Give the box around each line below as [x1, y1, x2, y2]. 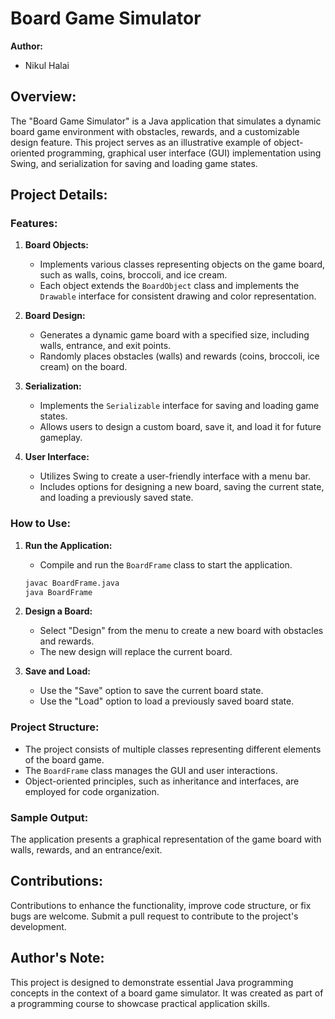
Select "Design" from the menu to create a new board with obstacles [39, 625, 324, 637]
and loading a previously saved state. [39, 492, 194, 504]
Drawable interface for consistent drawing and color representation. [39, 290, 317, 302]
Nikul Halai [24, 59, 70, 71]
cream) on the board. [39, 361, 128, 373]
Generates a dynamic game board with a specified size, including [39, 329, 310, 341]
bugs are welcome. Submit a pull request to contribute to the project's [10, 910, 299, 922]
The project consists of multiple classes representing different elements [24, 743, 322, 755]
